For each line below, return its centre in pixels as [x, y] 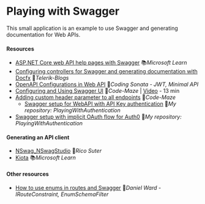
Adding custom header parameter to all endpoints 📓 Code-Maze [95, 97]
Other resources [28, 174]
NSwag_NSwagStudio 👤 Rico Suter [58, 151]
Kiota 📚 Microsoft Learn [46, 158]
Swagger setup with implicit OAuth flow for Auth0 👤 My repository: [98, 117]
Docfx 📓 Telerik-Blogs [42, 78]
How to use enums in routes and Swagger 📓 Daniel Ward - [88, 188]
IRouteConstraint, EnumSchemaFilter [62, 194]
